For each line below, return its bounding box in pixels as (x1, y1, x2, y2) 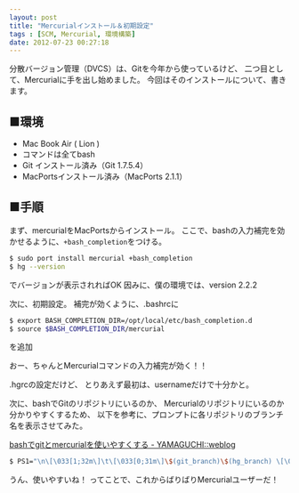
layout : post (9, 12, 58, 22)
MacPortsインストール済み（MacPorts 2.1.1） (21, 171, 188, 182)
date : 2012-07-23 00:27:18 (9, 37, 109, 47)
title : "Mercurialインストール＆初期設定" (9, 21, 154, 30)
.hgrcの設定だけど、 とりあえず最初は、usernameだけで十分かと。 (9, 379, 255, 390)
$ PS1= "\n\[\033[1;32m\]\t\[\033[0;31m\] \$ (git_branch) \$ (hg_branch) (9, 457, 273, 466)
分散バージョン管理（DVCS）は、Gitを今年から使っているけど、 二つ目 (9, 63, 269, 74)
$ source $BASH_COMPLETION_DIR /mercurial (9, 324, 166, 334)
